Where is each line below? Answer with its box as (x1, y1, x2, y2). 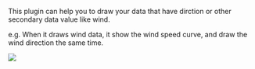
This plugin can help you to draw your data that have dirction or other (8, 7, 232, 16)
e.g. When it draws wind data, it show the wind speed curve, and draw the (8, 30, 248, 39)
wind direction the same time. (8, 38, 104, 47)
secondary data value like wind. (8, 15, 111, 24)
